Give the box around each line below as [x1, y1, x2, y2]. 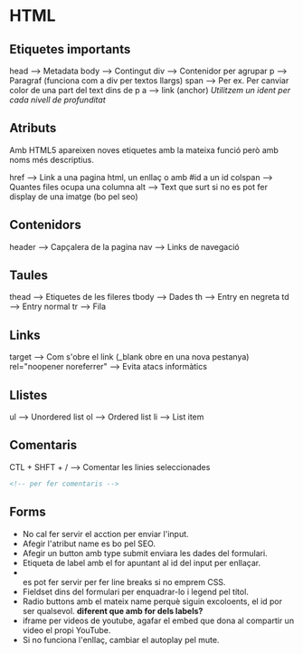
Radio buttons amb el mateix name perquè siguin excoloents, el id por [22, 595, 283, 607]
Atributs [9, 120, 57, 136]
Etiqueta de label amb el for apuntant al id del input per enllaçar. [22, 557, 261, 568]
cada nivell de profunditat [9, 94, 106, 105]
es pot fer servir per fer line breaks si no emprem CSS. [22, 576, 226, 587]
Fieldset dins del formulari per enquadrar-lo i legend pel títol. [22, 586, 249, 597]
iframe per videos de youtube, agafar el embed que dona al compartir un [22, 615, 295, 626]
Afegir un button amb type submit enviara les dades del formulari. [22, 547, 269, 558]
